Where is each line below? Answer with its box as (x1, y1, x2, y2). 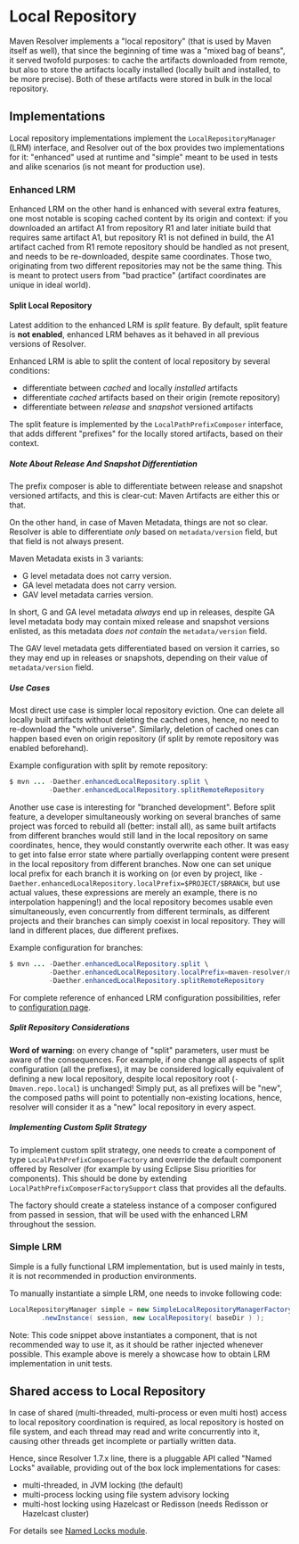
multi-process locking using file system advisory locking (21, 1490, 230, 1500)
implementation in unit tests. (9, 1358, 113, 1368)
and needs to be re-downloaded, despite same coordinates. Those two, (9, 252, 272, 262)
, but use (247, 877, 280, 888)
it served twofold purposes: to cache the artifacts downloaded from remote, (9, 54, 287, 65)
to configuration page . (9, 1002, 91, 1012)
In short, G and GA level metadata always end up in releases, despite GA (9, 607, 276, 617)
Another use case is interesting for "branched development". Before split (9, 801, 276, 813)
